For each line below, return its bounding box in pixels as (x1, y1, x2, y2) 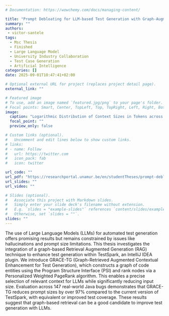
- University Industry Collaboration (10, 54, 89, 59)
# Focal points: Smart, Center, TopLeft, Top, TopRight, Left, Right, (5, 105, 156, 110)
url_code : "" (5, 170, 33, 175)
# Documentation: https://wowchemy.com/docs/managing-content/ (5, 7, 141, 13)
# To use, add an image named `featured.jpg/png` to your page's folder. (5, 100, 163, 105)
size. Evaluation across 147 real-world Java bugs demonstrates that (5, 283, 146, 289)
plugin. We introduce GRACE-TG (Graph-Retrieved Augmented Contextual (5, 257, 158, 263)
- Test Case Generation (10, 58, 59, 63)
